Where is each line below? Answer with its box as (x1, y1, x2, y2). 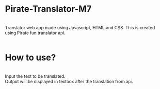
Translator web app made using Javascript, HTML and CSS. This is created (5, 24, 155, 30)
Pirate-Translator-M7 (5, 3, 92, 15)
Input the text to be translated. (5, 73, 65, 79)
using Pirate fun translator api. (5, 30, 65, 36)
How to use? (5, 52, 56, 63)
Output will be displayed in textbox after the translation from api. (5, 78, 133, 84)
